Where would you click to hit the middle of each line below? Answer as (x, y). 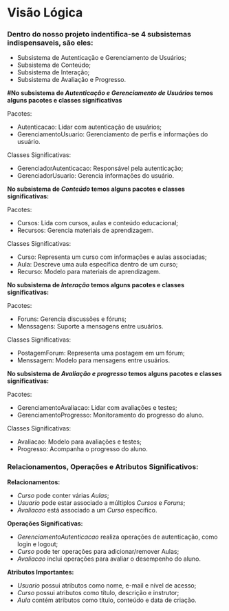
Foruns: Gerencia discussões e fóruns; (72, 319)
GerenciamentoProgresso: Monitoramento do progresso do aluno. (110, 415)
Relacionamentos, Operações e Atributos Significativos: (103, 467)
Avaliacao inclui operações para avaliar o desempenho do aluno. (109, 559)
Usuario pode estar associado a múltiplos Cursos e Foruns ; (101, 503)
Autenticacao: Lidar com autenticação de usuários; (89, 127)
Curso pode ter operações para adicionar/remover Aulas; (98, 551)
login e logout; (37, 544)
